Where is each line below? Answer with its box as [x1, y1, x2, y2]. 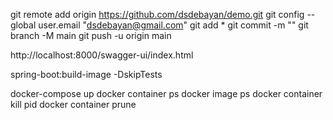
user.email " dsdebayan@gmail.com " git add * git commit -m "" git [38, 19, 309, 31]
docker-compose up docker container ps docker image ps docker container [10, 88, 323, 99]
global [10, 19, 37, 31]
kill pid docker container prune [10, 99, 137, 110]
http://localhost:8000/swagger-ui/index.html [10, 49, 194, 61]
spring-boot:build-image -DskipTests [10, 69, 163, 80]
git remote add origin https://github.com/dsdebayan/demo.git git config [10, 9, 305, 20]
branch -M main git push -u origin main [10, 30, 172, 41]
